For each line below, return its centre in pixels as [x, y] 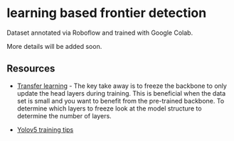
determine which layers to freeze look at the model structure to [109, 108]
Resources [31, 69]
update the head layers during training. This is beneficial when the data [121, 93]
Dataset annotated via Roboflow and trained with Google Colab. [100, 33]
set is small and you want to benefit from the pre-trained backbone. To [121, 101]
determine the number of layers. [64, 115]
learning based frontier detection [107, 13]
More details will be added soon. [54, 46]
